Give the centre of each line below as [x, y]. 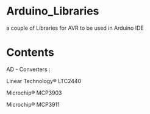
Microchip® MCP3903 [34, 93]
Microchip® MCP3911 [33, 104]
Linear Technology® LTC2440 [44, 81]
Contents [30, 52]
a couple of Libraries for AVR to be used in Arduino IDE [75, 28]
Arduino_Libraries [53, 11]
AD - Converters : [28, 69]
